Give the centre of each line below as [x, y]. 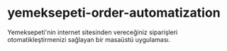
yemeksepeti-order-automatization [114, 13]
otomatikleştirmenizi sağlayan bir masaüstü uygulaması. [89, 39]
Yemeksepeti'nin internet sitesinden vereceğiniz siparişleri [93, 32]
